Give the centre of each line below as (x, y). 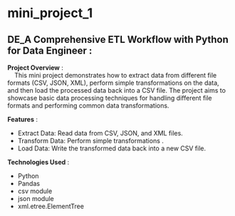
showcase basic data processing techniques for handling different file (110, 98)
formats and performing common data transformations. (88, 106)
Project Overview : (36, 68)
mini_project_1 (50, 13)
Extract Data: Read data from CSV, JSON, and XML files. (100, 133)
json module (36, 199)
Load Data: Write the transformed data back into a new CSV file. (112, 148)
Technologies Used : (38, 162)
